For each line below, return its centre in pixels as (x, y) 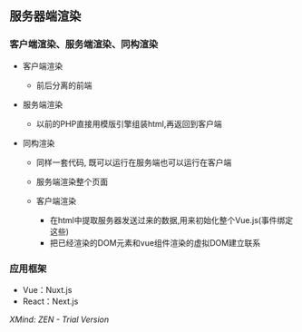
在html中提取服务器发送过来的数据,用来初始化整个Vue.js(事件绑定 (171, 220)
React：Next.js (50, 301)
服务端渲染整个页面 (72, 181)
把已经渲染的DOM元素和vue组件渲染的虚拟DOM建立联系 (155, 242)
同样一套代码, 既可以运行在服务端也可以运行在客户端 (134, 162)
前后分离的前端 (64, 85)
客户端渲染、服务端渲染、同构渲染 (84, 44)
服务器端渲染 (45, 16)
